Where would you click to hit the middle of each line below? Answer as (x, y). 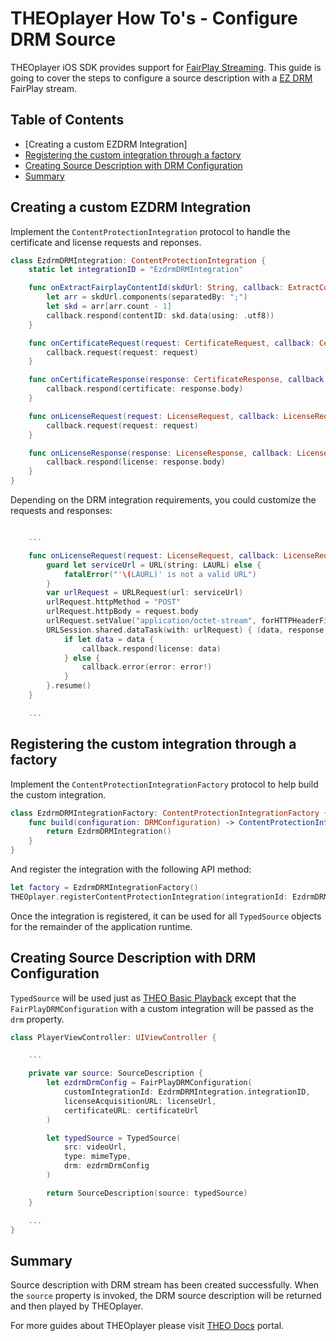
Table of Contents (67, 120)
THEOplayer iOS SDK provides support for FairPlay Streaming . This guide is (166, 67)
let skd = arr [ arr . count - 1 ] (109, 307)
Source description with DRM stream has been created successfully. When (165, 1285)
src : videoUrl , (95, 1147)
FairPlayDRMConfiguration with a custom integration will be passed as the (162, 1008)
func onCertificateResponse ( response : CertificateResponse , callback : (178, 380)
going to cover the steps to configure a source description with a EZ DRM (161, 78)
